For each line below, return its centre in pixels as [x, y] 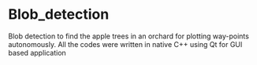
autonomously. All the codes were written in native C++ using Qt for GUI [125, 44]
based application [37, 52]
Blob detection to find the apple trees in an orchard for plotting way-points [129, 36]
